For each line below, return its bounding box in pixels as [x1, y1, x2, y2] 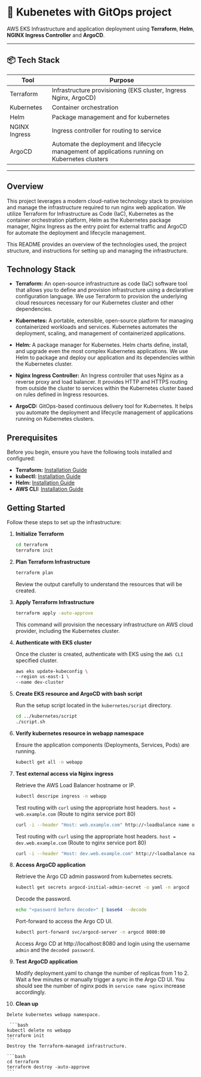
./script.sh [15, 719, 45, 725]
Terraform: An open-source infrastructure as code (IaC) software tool [15, 280, 187, 287]
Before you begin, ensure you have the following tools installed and [7, 448, 172, 456]
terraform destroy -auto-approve [7, 1064, 90, 1070]
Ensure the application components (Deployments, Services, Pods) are [15, 741, 190, 748]
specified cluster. [15, 657, 58, 664]
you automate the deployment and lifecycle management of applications [15, 409, 193, 416]
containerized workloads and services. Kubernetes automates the [15, 323, 178, 331]
